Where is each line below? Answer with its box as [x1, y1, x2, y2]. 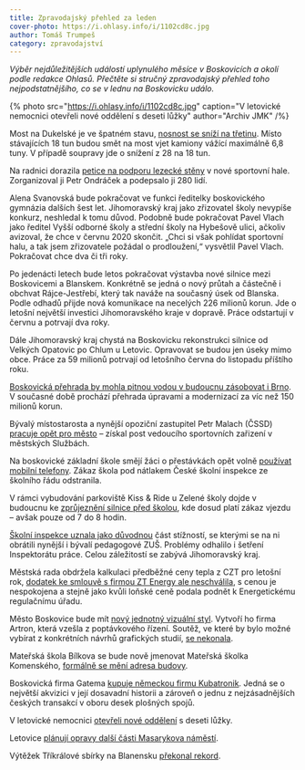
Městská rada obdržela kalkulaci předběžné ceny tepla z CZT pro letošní [9, 567, 281, 577]
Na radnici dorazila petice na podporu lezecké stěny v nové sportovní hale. [9, 165, 290, 176]
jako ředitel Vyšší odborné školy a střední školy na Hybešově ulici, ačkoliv [9, 222, 286, 233]
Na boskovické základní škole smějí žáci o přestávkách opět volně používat [9, 455, 292, 466]
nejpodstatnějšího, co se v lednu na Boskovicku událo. [9, 83, 215, 94]
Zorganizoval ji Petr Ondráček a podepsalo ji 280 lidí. [9, 175, 208, 186]
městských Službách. [9, 438, 90, 449]
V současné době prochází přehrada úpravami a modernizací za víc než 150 [9, 391, 294, 402]
